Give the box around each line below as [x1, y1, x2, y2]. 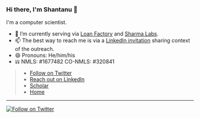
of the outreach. [14, 46, 55, 53]
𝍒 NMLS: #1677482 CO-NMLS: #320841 [14, 58, 115, 65]
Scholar [29, 82, 49, 90]
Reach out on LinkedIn [29, 76, 85, 83]
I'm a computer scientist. [6, 19, 67, 26]
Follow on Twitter [29, 69, 73, 76]
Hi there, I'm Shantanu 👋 [6, 5, 78, 14]
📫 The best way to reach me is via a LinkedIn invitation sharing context [14, 37, 190, 44]
